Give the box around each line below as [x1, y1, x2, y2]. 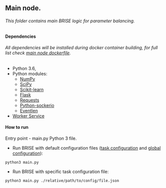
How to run [5, 124, 29, 130]
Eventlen [19, 107, 38, 113]
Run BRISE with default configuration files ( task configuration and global [12, 145, 161, 151]
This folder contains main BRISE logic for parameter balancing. [5, 17, 135, 24]
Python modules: [12, 71, 47, 77]
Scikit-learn [19, 87, 44, 93]
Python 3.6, [12, 65, 36, 71]
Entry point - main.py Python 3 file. [5, 135, 77, 141]
